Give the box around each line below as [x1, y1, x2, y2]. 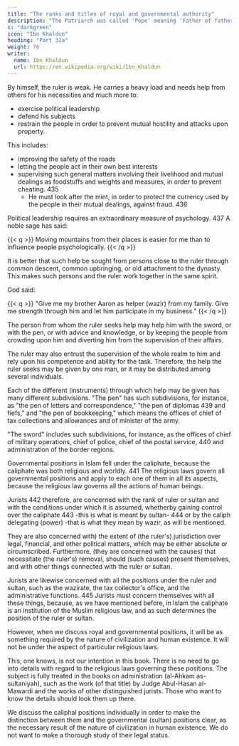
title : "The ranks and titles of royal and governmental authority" [7, 10, 215, 18]
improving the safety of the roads [17, 154, 116, 163]
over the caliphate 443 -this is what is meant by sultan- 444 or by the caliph [7, 510, 231, 519]
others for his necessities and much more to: [7, 90, 139, 99]
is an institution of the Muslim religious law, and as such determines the [7, 606, 217, 614]
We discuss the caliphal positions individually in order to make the [7, 708, 201, 716]
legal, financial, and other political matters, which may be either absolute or [7, 539, 228, 548]
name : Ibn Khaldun [14, 57, 69, 64]
